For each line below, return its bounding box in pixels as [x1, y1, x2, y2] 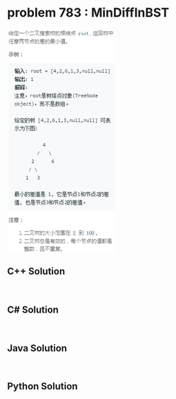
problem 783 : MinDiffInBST [7, 5, 170, 21]
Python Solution [7, 380, 78, 392]
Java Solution [7, 342, 68, 354]
